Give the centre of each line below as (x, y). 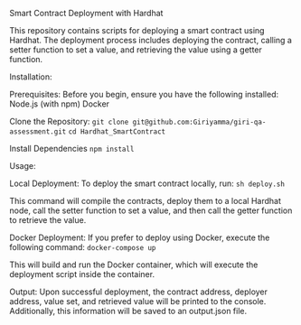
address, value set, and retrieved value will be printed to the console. (138, 301)
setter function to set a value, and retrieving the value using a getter (136, 50)
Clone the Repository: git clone (69, 121)
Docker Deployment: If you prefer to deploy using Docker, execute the (140, 237)
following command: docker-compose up (83, 247)
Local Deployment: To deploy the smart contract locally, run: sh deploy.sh (147, 183)
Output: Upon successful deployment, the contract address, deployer (139, 292)
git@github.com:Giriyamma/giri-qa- (199, 122)
